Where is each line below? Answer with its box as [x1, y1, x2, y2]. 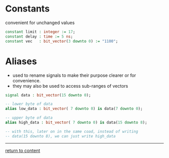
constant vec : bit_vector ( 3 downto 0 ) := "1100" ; [5, 39, 118, 44]
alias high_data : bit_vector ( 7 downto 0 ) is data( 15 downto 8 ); [5, 120, 147, 125]
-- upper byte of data [5, 115, 53, 120]
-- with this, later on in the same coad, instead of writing [5, 129, 138, 134]
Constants [5, 3, 50, 15]
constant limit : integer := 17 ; [5, 29, 75, 34]
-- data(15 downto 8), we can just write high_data [5, 133, 116, 138]
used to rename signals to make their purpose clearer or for [12, 72, 136, 78]
